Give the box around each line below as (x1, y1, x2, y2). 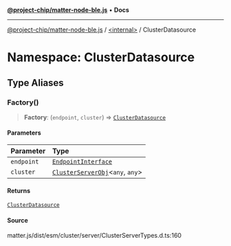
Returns (7, 186, 31, 194)
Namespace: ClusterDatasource (7, 49, 195, 65)
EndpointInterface (52, 158, 113, 166)
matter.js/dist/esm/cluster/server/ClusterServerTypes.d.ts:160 (7, 232, 182, 240)
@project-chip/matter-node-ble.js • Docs (7, 6, 129, 14)
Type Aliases (7, 77, 64, 89)
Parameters (7, 128, 41, 137)
